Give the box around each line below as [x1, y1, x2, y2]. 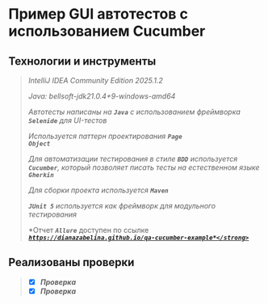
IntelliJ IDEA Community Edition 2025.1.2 [27, 76, 164, 85]
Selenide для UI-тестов [27, 116, 107, 125]
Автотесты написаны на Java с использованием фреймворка [27, 107, 241, 116]
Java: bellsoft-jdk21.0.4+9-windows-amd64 [27, 91, 176, 101]
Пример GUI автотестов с [8, 5, 188, 23]
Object [27, 140, 51, 148]
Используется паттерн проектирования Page [27, 131, 183, 141]
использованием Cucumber [8, 22, 206, 40]
